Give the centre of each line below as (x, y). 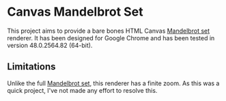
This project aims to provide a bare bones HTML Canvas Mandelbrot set (109, 31)
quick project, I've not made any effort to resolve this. (82, 90)
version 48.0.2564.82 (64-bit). (50, 45)
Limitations (31, 67)
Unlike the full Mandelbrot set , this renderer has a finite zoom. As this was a (113, 83)
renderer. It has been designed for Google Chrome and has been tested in (111, 38)
